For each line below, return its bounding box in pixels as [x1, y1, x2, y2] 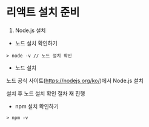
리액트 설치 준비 [6, 5, 80, 19]
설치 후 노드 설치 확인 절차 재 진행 [6, 90, 85, 97]
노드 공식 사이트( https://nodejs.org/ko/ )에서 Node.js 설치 [6, 77, 144, 84]
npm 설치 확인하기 [15, 102, 59, 109]
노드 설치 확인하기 [15, 39, 58, 47]
